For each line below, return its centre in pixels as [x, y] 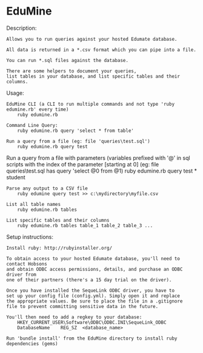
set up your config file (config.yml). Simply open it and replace [93, 296]
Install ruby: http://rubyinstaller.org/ [59, 248]
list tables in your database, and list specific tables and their [93, 76]
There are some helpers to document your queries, [72, 71]
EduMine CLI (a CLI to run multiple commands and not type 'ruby [90, 104]
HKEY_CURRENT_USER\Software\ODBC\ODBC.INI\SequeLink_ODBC [92, 322]
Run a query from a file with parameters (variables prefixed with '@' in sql [98, 158]
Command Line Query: [32, 125]
